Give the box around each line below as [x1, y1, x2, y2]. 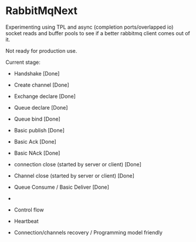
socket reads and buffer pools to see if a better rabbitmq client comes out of [5, 29, 190, 36]
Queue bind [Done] [13, 115, 61, 122]
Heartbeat [13, 217, 39, 224]
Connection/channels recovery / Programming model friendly [13, 229, 163, 236]
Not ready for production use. [5, 47, 77, 54]
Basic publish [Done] [13, 127, 65, 134]
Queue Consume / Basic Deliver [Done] [13, 183, 110, 190]
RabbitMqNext [5, 4, 77, 18]
